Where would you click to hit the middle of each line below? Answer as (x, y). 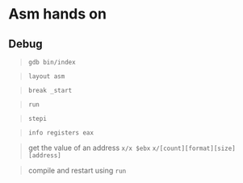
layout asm (46, 77)
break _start (50, 90)
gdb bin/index (52, 62)
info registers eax (61, 133)
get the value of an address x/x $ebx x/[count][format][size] (132, 148)
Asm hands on (58, 14)
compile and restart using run (77, 171)
